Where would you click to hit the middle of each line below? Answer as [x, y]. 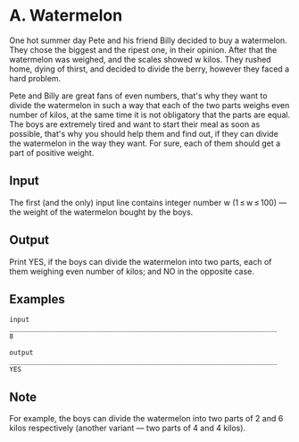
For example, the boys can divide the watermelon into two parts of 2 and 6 [146, 419]
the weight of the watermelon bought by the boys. [101, 212]
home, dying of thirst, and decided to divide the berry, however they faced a [149, 69]
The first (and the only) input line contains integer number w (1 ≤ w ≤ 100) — [148, 202]
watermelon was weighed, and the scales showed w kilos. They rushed [140, 59]
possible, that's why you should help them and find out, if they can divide [144, 133]
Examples [37, 299]
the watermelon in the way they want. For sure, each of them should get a [145, 143]
